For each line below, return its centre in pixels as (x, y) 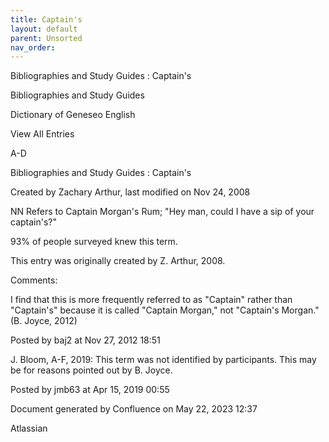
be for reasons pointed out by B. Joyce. (91, 370)
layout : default (44, 29)
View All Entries (42, 134)
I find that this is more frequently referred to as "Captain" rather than (151, 300)
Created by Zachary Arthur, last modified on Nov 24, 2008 (130, 192)
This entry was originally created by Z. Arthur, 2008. (118, 261)
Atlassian (29, 428)
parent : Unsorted (46, 38)
